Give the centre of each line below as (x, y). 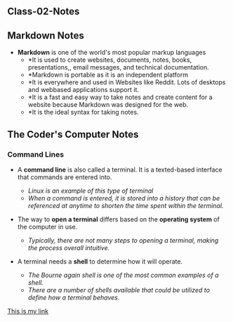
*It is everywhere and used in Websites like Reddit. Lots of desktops (127, 82)
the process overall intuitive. (69, 247)
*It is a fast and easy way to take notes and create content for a (120, 97)
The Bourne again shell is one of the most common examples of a (123, 275)
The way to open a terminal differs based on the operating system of (118, 219)
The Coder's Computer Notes (73, 134)
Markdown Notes (46, 36)
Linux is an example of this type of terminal (91, 191)
